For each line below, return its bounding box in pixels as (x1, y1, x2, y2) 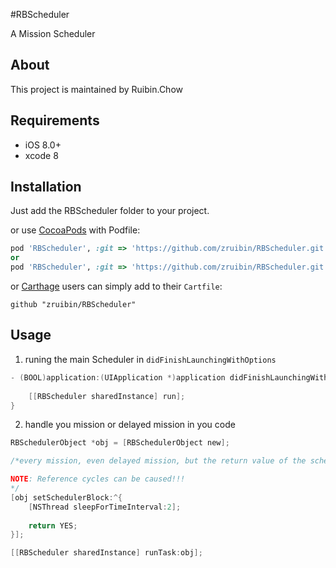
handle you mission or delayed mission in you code (24, 419, 236, 431)
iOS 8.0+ (24, 139, 62, 151)
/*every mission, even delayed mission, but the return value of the (10, 456, 307, 466)
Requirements (10, 112, 100, 129)
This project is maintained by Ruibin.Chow (10, 83, 183, 95)
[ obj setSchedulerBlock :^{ (10, 492, 123, 503)
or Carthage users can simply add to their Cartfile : (10, 280, 223, 293)
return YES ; (28, 520, 78, 531)
